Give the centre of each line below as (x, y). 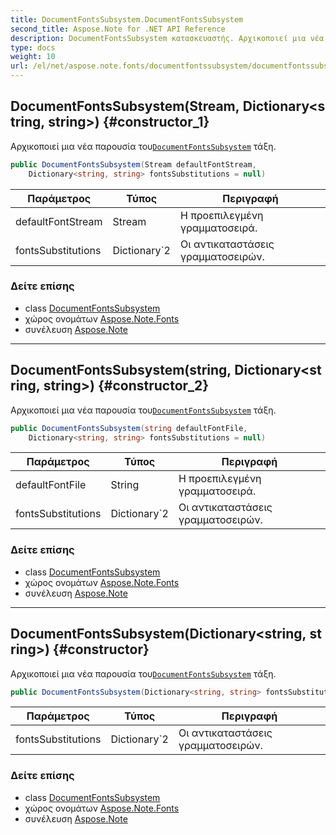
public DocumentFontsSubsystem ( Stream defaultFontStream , (133, 164)
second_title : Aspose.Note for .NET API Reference (118, 29)
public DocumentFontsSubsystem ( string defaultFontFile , (129, 428)
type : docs (33, 47)
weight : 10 (33, 57)
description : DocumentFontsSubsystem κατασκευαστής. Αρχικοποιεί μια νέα (167, 38)
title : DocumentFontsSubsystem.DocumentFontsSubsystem (127, 19)
